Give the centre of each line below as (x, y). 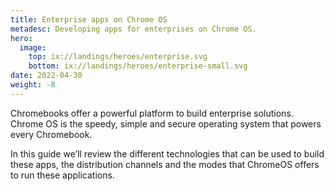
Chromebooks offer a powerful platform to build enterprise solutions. (152, 113)
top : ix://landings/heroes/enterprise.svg (118, 57)
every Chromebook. (51, 134)
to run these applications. (62, 175)
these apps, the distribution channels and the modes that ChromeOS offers (165, 164)
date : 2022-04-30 (46, 76)
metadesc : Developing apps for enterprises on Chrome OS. (133, 29)
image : (33, 47)
